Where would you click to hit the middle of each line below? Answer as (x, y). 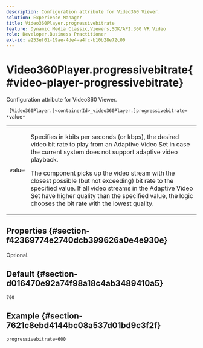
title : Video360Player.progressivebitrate (60, 23)
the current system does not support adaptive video (104, 152)
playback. (44, 159)
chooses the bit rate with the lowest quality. (92, 203)
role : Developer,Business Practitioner (56, 34)
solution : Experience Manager (44, 18)
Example (23, 316)
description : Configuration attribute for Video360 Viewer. (84, 12)
